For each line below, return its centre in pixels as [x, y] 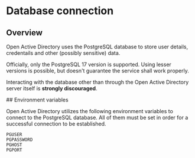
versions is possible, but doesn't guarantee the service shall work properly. [97, 71]
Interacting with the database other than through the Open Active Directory [97, 82]
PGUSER [14, 134]
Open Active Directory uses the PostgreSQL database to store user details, [97, 47]
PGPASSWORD [19, 140]
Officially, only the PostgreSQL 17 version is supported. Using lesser [89, 64]
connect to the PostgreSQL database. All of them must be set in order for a [97, 117]
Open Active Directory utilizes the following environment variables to [90, 111]
